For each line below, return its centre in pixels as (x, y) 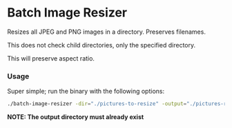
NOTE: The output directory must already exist (76, 117)
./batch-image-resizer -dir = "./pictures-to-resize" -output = (97, 104)
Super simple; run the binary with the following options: (86, 92)
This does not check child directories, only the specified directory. (101, 45)
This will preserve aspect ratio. (51, 58)
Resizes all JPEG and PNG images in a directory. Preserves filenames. (106, 32)
